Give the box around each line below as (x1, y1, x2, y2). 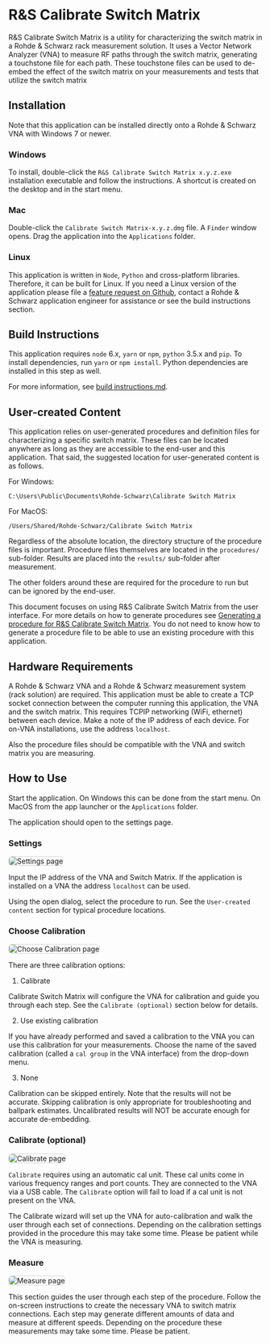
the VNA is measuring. (8, 1237, 83, 1246)
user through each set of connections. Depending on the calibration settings (8, 1220, 262, 1229)
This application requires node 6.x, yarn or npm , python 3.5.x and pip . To (8, 349, 243, 359)
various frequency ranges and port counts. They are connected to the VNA (8, 1178, 258, 1188)
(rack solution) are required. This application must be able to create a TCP (8, 690, 254, 699)
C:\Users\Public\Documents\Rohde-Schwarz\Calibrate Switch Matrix (8, 493, 236, 501)
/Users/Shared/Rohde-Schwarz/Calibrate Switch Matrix (8, 523, 193, 531)
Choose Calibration (8, 926, 86, 937)
